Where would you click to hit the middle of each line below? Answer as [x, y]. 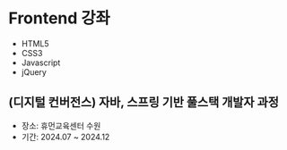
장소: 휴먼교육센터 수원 [61, 125]
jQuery [34, 71]
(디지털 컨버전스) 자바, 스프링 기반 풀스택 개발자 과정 [144, 102]
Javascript [41, 62]
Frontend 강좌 [60, 18]
